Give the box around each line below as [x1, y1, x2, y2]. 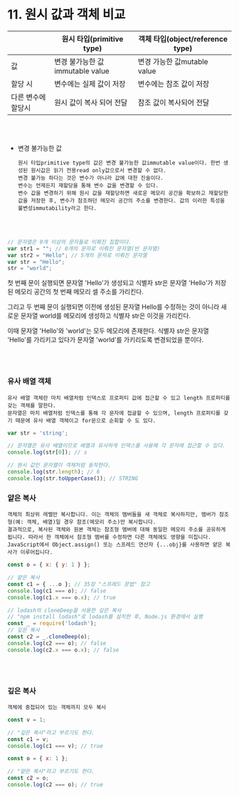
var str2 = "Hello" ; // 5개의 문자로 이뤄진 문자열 [7, 252, 147, 259]
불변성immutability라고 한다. [17, 204, 97, 212]
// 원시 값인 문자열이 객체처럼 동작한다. [7, 461, 112, 469]
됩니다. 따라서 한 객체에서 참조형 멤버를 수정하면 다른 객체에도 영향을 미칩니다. [7, 534, 211, 541]
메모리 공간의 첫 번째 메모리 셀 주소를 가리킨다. [14, 287, 144, 296]
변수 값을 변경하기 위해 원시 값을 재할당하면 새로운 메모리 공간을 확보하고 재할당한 [17, 189, 229, 196]
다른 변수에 [11, 92, 46, 102]
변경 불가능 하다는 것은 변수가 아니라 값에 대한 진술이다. [17, 174, 164, 181]
